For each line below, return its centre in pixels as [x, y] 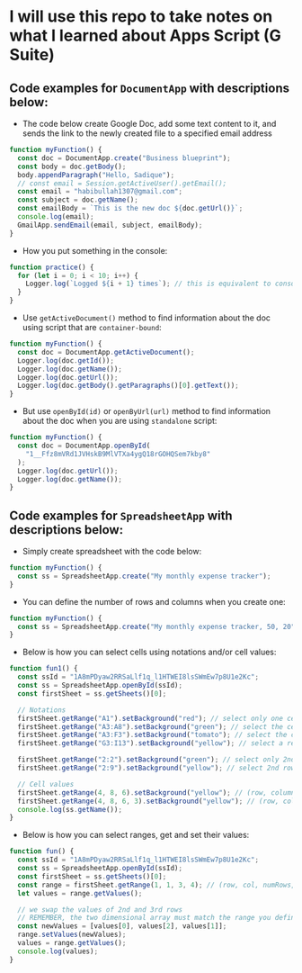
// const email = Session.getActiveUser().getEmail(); [122, 183]
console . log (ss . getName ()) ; [70, 809]
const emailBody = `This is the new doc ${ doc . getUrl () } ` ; [130, 209]
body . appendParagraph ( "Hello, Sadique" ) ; [96, 175]
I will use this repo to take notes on [141, 17]
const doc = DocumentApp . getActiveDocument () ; [106, 352]
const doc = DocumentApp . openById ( [84, 446]
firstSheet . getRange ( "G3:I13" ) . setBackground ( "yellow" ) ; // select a [150, 743]
